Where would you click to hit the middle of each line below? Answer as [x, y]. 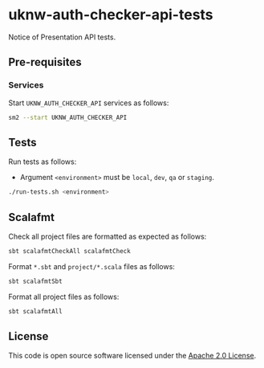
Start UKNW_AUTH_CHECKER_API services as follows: [89, 103]
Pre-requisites [45, 62]
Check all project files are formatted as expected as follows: [108, 236]
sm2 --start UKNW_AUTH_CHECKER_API [68, 117]
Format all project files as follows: [64, 296]
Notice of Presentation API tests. [62, 37]
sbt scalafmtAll [35, 311]
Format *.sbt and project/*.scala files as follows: [91, 266]
